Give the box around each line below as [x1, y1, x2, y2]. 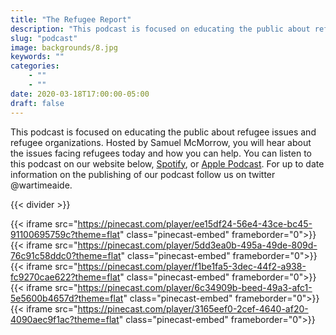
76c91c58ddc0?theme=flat [10, 249, 122, 261]
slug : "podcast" [10, 33, 78, 43]
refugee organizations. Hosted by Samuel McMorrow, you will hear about [10, 136, 312, 148]
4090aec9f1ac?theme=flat [10, 313, 120, 325]
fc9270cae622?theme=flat [10, 271, 121, 283]
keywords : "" [10, 52, 65, 62]
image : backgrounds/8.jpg [10, 42, 118, 53]
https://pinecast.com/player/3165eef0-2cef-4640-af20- [77, 302, 309, 315]
